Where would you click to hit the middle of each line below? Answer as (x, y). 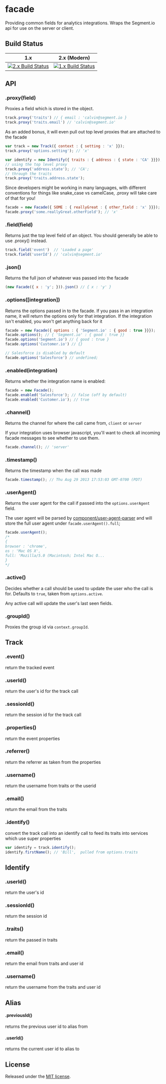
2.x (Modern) (74, 58)
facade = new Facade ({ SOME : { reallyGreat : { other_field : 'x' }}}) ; (83, 207)
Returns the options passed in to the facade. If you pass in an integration (79, 311)
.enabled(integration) (31, 370)
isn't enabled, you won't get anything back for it (54, 321)
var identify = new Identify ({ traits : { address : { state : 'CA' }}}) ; (84, 160)
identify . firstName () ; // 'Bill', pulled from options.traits (72, 852)
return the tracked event (30, 667)
